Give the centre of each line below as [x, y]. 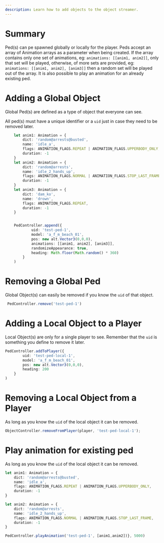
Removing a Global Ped [53, 282]
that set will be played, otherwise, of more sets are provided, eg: [70, 63]
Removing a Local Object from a [71, 398]
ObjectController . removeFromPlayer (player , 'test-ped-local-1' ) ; [73, 431]
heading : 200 [36, 369]
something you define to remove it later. [45, 342]
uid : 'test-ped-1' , [51, 230]
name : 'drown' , [38, 199]
